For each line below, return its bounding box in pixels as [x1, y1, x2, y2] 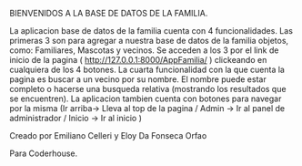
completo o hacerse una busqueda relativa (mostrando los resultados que [9, 84, 287, 94]
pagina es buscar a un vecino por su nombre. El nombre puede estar [9, 74, 267, 85]
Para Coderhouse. [9, 148, 78, 159]
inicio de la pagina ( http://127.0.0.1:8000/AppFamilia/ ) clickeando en [9, 55, 267, 65]
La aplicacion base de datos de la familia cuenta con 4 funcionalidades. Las [9, 26, 294, 36]
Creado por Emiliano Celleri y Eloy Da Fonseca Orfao [9, 130, 207, 140]
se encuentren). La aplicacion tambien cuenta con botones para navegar [9, 93, 282, 104]
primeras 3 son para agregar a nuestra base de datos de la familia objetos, [9, 36, 289, 46]
